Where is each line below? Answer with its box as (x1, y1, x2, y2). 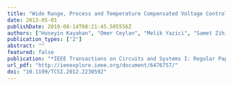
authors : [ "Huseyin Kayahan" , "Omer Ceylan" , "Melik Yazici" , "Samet (7, 29, 213, 37)
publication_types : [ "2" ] (7, 36, 82, 43)
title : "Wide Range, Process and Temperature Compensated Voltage (7, 10, 203, 17)
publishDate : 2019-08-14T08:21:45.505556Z (7, 23, 132, 30)
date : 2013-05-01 (7, 17, 58, 24)
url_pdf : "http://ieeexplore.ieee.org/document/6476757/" (7, 62, 178, 69)
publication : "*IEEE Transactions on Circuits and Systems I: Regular (7, 55, 216, 62)
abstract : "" (7, 42, 45, 49)
